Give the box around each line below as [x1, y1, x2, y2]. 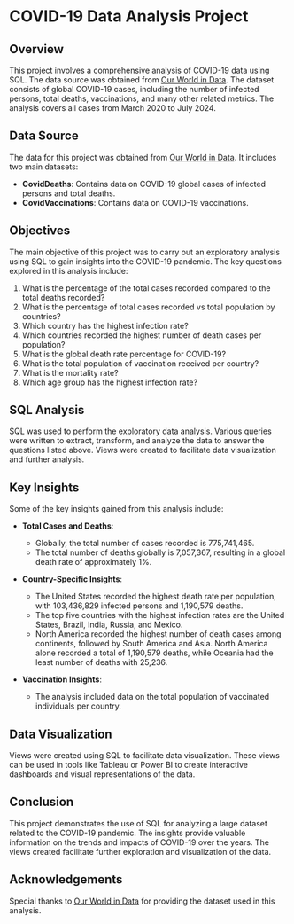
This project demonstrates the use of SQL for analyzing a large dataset [9, 818, 268, 828]
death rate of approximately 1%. [35, 557, 152, 568]
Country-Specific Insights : [21, 574, 122, 584]
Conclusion [9, 795, 74, 810]
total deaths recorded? [21, 292, 105, 302]
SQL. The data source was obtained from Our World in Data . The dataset [9, 74, 275, 85]
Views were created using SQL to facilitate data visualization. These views [9, 750, 281, 761]
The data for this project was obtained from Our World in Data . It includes [9, 152, 277, 162]
